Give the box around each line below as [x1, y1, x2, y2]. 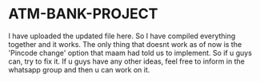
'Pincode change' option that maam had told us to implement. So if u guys [8, 48, 252, 57]
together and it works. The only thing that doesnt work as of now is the [8, 39, 242, 49]
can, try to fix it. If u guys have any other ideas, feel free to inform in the [8, 57, 246, 66]
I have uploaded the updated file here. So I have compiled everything [8, 31, 236, 41]
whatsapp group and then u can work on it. [8, 64, 150, 74]
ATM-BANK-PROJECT [8, 5, 158, 23]
